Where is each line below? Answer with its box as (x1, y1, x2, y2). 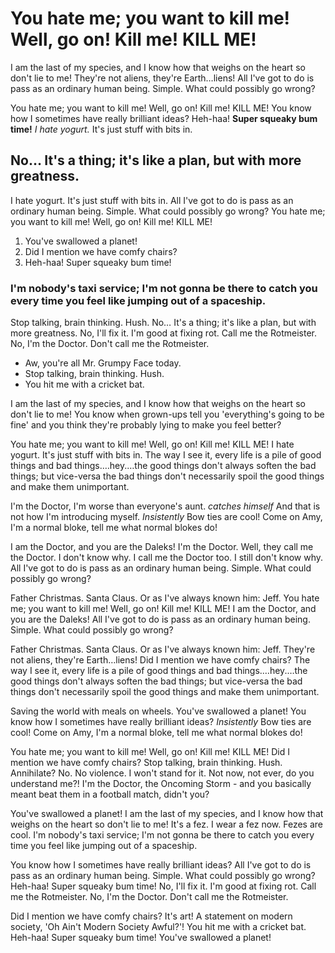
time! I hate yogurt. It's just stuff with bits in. (10, 123, 193, 135)
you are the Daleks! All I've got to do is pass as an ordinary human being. (10, 613, 311, 626)
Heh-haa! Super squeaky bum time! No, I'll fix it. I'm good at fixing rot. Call (10, 880, 317, 892)
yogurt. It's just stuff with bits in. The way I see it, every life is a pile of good (10, 449, 322, 461)
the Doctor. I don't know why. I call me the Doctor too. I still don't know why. (10, 552, 324, 564)
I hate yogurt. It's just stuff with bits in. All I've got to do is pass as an (10, 194, 294, 206)
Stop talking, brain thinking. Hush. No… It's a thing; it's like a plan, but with (10, 317, 317, 329)
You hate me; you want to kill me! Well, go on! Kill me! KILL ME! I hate (10, 438, 295, 451)
